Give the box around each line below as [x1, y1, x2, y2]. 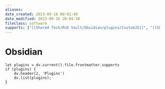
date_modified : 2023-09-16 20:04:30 [5, 16, 80, 21]
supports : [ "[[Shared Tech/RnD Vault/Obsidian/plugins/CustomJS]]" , [5, 25, 148, 30]
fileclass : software [5, 21, 48, 26]
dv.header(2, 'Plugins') [14, 71, 65, 76]
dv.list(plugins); [14, 75, 52, 81]
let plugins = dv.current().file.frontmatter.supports [5, 63, 120, 67]
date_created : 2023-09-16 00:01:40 [5, 12, 78, 17]
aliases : [5, 7, 23, 12]
